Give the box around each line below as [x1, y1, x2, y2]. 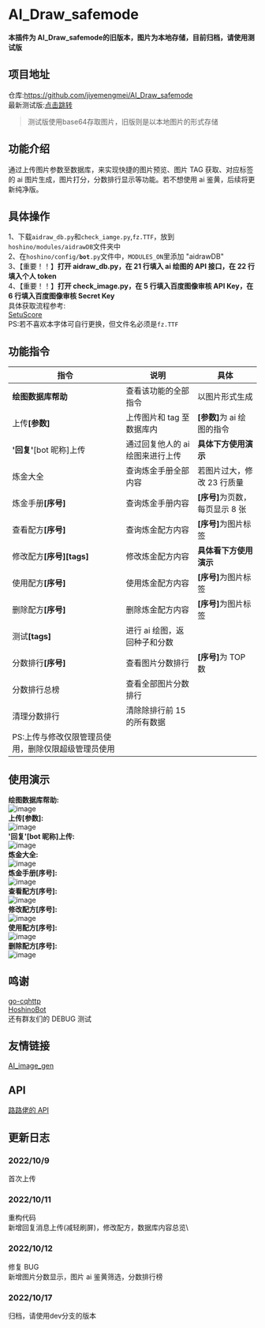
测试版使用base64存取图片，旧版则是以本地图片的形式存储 [27, 117, 218, 126]
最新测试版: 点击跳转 [8, 100, 73, 110]
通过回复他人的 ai [125, 439, 190, 450]
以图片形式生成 [196, 391, 253, 402]
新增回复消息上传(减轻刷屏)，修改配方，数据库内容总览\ [8, 1223, 189, 1233]
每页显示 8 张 [196, 503, 247, 514]
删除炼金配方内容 [125, 604, 189, 615]
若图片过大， [196, 466, 245, 477]
